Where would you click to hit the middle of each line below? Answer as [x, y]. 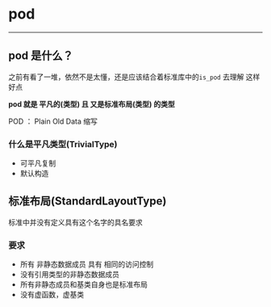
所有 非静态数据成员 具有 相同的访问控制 [87, 264]
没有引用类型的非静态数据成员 [69, 275]
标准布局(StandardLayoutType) [88, 202]
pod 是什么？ [41, 56]
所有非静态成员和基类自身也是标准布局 [83, 284]
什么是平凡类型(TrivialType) [63, 144]
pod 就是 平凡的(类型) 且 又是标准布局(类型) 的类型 [92, 104]
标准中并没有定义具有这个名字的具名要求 [75, 222]
